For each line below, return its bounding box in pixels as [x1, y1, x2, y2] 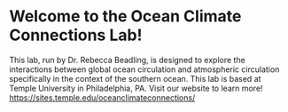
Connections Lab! [9, 25, 143, 45]
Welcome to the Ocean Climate [9, 6, 242, 27]
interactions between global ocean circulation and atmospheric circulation [9, 64, 280, 75]
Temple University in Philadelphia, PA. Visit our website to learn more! [9, 83, 263, 93]
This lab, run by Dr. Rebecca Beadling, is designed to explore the [9, 54, 245, 65]
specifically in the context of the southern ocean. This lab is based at [9, 73, 261, 84]
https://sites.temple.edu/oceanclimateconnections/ [9, 92, 196, 103]
